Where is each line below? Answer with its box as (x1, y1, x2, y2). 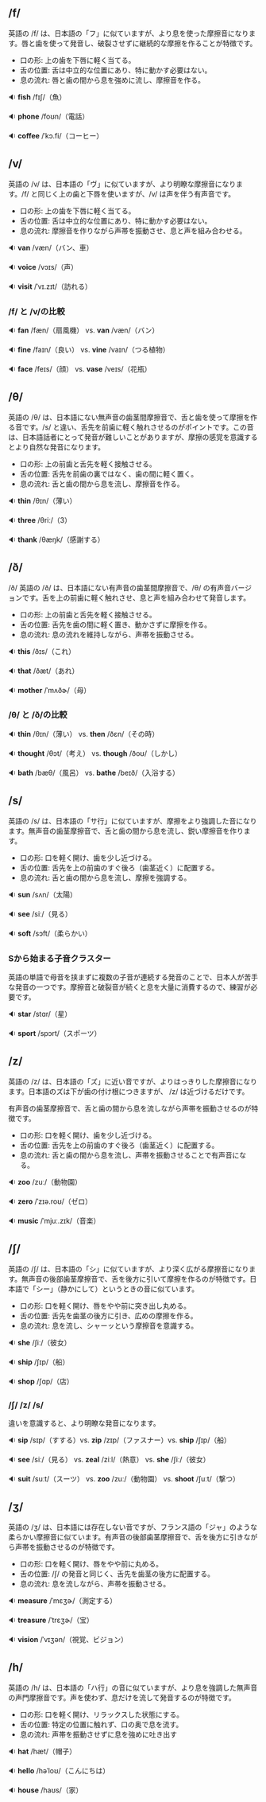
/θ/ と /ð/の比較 (8, 710, 67, 721)
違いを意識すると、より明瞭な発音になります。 (8, 1418, 160, 1427)
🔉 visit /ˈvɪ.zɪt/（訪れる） (8, 282, 93, 291)
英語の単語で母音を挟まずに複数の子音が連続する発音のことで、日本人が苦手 (8, 972, 259, 982)
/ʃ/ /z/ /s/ (8, 1399, 44, 1411)
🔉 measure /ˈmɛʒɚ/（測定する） (8, 1595, 118, 1605)
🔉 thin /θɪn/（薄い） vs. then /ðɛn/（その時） (8, 729, 160, 738)
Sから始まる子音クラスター (8, 952, 111, 963)
